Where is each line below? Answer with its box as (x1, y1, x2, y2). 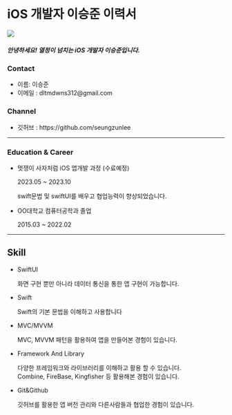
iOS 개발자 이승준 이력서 (7, 6, 137, 22)
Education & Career (7, 147, 74, 157)
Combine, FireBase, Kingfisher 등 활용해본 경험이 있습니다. (17, 372, 180, 380)
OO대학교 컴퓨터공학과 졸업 (17, 206, 92, 215)
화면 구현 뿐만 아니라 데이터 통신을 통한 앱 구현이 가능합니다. (17, 279, 180, 287)
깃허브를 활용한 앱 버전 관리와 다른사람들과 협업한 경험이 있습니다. (17, 400, 195, 408)
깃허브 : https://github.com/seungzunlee (17, 123, 131, 131)
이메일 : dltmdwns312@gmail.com (17, 89, 113, 97)
